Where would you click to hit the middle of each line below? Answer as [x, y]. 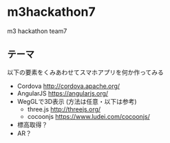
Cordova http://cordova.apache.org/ [68, 86]
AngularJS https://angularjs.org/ [63, 93]
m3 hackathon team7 [37, 31]
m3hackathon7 [51, 12]
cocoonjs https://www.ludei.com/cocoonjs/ [88, 116]
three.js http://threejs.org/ [64, 109]
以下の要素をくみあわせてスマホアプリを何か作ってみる [85, 72]
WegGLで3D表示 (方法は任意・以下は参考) [77, 101]
